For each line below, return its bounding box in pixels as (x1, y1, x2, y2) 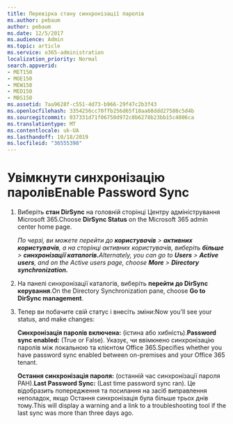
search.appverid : (7, 62, 58, 69)
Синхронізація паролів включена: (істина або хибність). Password (17, 328, 217, 337)
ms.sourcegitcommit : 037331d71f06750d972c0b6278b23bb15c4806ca (7, 114, 195, 121)
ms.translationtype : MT (7, 120, 77, 128)
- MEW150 (7, 82, 33, 89)
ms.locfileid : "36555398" (7, 140, 82, 147)
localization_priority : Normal (7, 56, 98, 63)
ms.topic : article (7, 43, 61, 50)
